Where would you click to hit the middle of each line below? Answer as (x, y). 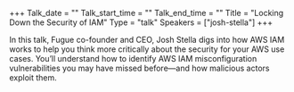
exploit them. (33, 78)
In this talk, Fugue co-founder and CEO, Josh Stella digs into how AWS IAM (147, 40)
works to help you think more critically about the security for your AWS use (147, 49)
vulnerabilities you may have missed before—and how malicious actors (139, 68)
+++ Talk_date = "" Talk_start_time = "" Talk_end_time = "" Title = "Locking (147, 13)
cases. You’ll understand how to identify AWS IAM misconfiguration (133, 59)
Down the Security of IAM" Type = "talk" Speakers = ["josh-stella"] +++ (141, 22)
